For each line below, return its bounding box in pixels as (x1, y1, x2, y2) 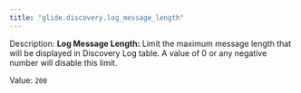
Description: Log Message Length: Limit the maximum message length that (9, 38, 292, 49)
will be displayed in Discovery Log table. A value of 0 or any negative (9, 47, 267, 59)
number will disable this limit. (9, 57, 118, 68)
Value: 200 (9, 74, 48, 86)
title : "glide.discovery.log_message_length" (9, 13, 184, 23)
